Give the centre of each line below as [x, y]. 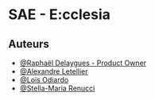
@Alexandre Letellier [54, 71]
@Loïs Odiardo [44, 80]
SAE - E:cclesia [60, 15]
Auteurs [29, 44]
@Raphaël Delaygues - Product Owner [83, 63]
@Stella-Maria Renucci [57, 88]
